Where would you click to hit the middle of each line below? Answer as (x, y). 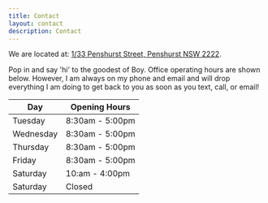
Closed (79, 187)
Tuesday (29, 121)
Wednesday (35, 134)
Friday (24, 161)
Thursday (31, 147)
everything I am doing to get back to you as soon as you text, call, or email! (134, 87)
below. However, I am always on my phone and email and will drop (119, 79)
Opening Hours (101, 107)
